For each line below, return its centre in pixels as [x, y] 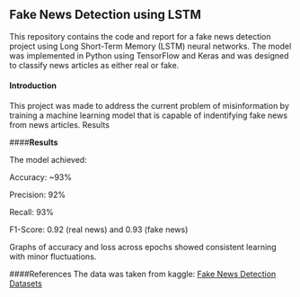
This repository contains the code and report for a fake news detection [140, 36]
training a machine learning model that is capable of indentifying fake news [149, 115]
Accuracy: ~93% [40, 177]
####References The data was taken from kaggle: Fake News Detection [143, 274]
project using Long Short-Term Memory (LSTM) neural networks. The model [150, 46]
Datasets [26, 283]
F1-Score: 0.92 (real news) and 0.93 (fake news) [99, 229]
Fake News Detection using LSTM [106, 15]
